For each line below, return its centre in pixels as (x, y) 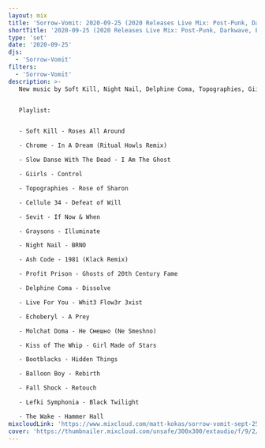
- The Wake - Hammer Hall (61, 416)
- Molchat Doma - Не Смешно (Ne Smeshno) (88, 331)
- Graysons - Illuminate (60, 231)
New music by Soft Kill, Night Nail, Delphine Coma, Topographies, (132, 89)
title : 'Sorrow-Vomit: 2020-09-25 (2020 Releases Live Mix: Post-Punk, (128, 23)
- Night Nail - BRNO (52, 246)
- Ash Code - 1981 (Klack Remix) (73, 260)
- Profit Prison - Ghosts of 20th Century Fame (98, 274)
